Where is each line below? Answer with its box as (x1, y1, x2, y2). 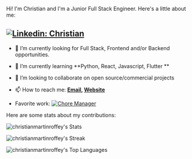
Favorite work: (14, 100, 51, 107)
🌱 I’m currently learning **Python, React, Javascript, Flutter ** (14, 62, 169, 69)
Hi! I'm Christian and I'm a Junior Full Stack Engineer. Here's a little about (6, 5, 187, 12)
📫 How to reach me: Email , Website (14, 86, 105, 93)
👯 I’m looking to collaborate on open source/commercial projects (14, 74, 175, 81)
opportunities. (14, 51, 50, 58)
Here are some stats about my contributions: (6, 111, 116, 118)
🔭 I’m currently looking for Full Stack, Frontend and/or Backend (14, 44, 170, 51)
